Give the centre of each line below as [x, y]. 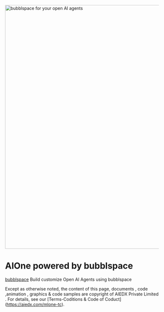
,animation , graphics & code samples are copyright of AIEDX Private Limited [82, 294]
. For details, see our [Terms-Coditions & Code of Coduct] [63, 299]
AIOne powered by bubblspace [69, 266]
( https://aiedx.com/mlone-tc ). [35, 304]
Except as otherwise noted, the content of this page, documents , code [76, 289]
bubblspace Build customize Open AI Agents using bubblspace [68, 279]
